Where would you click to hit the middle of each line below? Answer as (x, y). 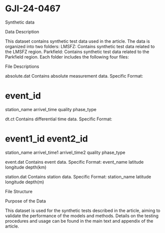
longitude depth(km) (26, 167)
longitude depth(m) (25, 182)
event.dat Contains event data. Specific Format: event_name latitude (74, 162)
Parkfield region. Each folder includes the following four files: (67, 57)
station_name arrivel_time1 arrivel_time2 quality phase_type (65, 152)
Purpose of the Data (26, 201)
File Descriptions (22, 66)
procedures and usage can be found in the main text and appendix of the (79, 221)
